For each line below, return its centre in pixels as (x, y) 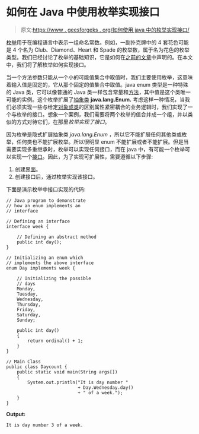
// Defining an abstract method (57, 237)
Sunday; (26, 320)
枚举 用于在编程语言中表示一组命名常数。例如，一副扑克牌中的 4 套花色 (92, 42)
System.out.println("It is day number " (78, 382)
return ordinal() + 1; (55, 341)
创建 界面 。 (28, 169)
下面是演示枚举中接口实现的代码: (46, 189)
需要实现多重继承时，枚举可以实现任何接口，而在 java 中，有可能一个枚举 (96, 149)
